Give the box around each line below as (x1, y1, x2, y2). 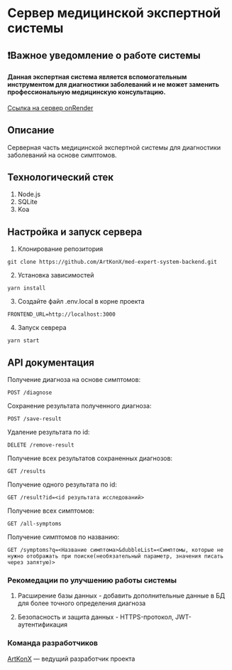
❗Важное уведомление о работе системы (7, 49, 201, 61)
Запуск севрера (17, 324, 67, 332)
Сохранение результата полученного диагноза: (7, 402, 152, 410)
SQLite (17, 198, 38, 206)
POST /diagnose (7, 389, 53, 396)
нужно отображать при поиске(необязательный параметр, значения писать (7, 553, 223, 560)
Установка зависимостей (17, 271, 94, 280)
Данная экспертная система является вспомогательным (7, 73, 187, 81)
